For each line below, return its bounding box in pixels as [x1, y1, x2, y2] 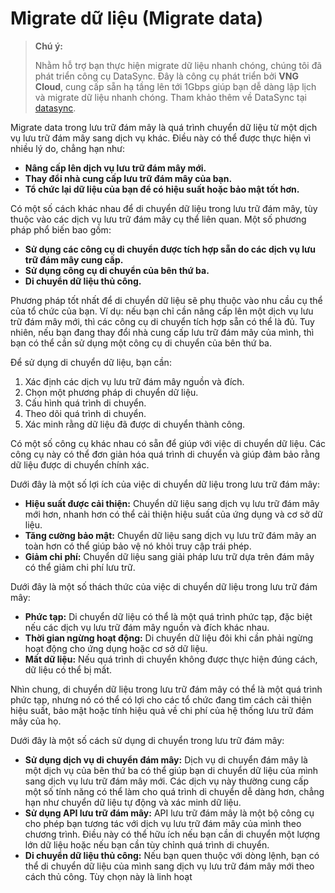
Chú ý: [34, 40, 64, 52]
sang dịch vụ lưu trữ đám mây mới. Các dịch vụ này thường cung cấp [24, 775, 310, 787]
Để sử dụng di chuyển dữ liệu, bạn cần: [10, 356, 172, 368]
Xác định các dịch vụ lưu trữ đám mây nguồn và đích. [24, 375, 245, 387]
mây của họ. [10, 715, 62, 727]
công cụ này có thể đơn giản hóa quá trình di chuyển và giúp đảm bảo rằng [10, 448, 321, 460]
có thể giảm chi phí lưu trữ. [24, 561, 136, 573]
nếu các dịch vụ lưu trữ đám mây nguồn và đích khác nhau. [24, 621, 270, 633]
